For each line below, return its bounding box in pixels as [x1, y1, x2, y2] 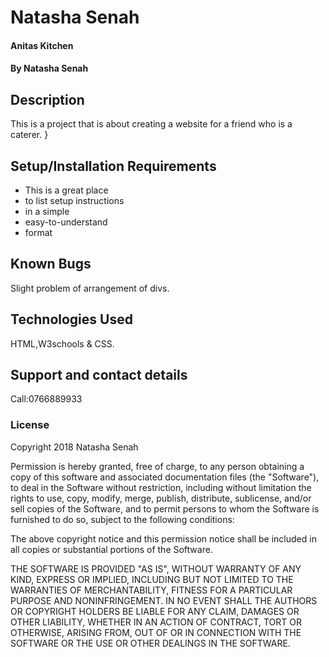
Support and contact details [10, 367, 188, 384]
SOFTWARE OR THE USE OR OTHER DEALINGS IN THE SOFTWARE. [10, 637, 291, 649]
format [24, 227, 53, 238]
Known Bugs [10, 256, 92, 273]
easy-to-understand [24, 216, 108, 228]
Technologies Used [10, 311, 133, 328]
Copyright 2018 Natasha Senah [10, 441, 139, 453]
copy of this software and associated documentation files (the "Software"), [10, 471, 320, 483]
